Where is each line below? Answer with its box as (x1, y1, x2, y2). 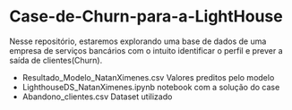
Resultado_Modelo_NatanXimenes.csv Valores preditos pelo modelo (21, 72, 275, 82)
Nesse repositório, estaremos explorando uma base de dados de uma (9, 36, 267, 47)
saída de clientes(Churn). (9, 55, 103, 65)
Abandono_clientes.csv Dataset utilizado (21, 91, 173, 102)
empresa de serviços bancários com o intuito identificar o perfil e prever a (9, 45, 284, 55)
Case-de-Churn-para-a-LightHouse (9, 6, 284, 27)
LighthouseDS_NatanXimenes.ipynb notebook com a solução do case (21, 81, 280, 92)
